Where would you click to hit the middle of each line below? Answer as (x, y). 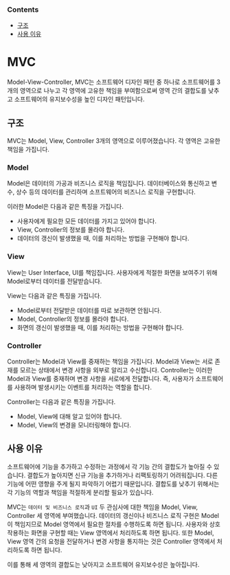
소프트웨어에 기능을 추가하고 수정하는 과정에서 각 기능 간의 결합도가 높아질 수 (110, 466)
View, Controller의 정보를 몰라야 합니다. (71, 230)
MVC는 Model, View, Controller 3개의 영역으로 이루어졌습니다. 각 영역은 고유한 (114, 141)
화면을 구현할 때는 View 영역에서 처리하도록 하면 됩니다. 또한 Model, (122, 532)
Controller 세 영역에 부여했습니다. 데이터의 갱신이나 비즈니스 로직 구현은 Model (113, 515)
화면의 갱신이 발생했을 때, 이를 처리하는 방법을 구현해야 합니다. (100, 327)
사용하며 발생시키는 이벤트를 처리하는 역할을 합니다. (83, 387)
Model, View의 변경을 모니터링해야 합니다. (74, 425)
